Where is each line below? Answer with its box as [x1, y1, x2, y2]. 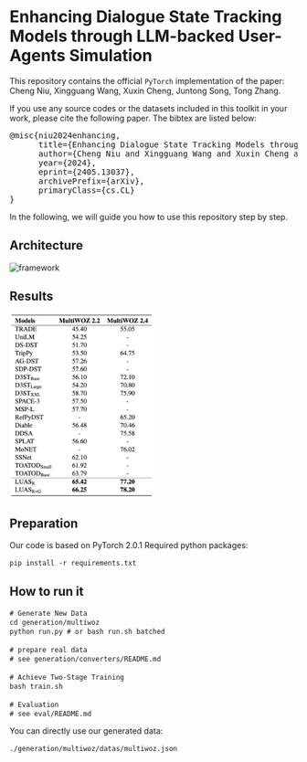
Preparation [9, 515, 79, 531]
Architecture [9, 238, 84, 253]
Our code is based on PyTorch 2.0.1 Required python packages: [9, 540, 249, 551]
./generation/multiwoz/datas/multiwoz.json [9, 745, 178, 754]
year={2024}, [37, 157, 97, 168]
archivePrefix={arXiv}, [37, 175, 145, 186]
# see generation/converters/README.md [9, 655, 162, 664]
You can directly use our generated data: [9, 725, 164, 736]
